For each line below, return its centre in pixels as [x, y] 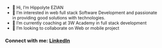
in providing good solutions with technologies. [58, 18]
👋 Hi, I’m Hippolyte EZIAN [38, 8]
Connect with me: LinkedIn [38, 40]
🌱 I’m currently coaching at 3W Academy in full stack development [79, 23]
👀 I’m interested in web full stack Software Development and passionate [85, 13]
